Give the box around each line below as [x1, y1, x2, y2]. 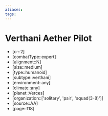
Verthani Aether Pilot [5, 33, 92, 44]
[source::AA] [12, 100, 38, 106]
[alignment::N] [12, 59, 42, 65]
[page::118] [12, 106, 35, 112]
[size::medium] [12, 64, 43, 70]
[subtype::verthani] [12, 75, 51, 80]
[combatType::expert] [12, 54, 56, 60]
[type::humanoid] [12, 69, 47, 76]
